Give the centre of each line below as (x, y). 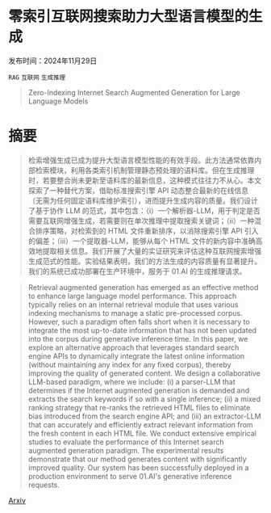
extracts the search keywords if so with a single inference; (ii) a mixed (144, 399)
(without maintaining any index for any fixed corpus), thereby (129, 364)
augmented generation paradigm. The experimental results (126, 450)
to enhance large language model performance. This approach (132, 296)
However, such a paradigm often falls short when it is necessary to (139, 322)
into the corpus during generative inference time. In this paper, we (138, 338)
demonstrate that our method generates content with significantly (138, 459)
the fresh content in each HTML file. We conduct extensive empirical (142, 433)
